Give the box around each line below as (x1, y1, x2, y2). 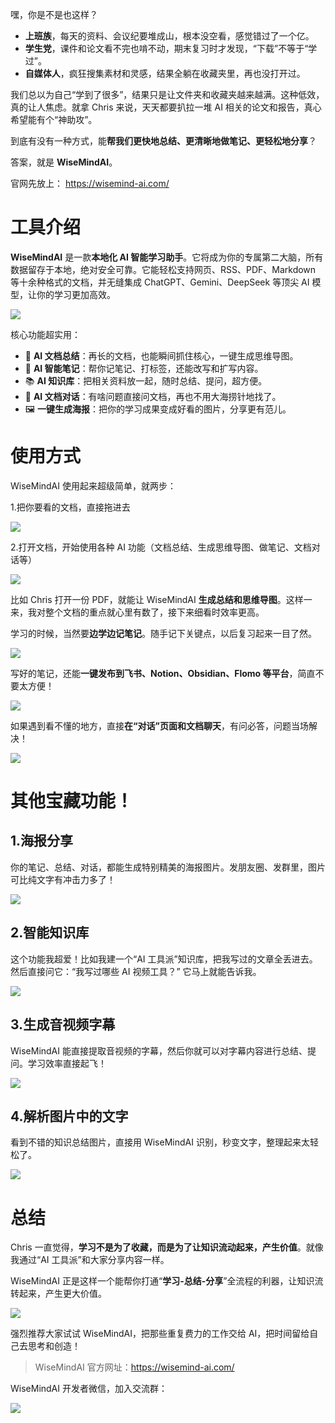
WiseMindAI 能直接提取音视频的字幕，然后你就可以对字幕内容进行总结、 (10, 1044, 308, 1057)
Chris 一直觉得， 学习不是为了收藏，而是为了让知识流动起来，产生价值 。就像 (10, 1241, 324, 1253)
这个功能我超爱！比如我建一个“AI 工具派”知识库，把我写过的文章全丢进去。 (10, 953, 318, 965)
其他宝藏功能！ (10, 790, 134, 813)
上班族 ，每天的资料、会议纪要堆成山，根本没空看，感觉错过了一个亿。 (24, 30, 315, 42)
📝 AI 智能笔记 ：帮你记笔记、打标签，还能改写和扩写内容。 (24, 362, 264, 374)
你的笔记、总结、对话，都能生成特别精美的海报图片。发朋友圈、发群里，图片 (10, 861, 326, 873)
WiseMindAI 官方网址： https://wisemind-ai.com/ (34, 1361, 235, 1373)
